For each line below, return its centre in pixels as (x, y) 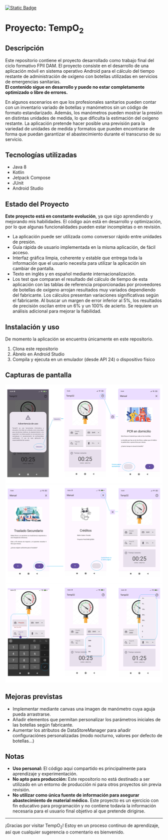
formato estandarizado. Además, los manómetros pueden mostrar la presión (84, 112)
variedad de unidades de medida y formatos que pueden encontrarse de (80, 128)
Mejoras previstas (34, 697)
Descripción (24, 48)
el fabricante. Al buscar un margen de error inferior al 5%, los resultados (87, 300)
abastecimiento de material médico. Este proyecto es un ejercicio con (85, 800)
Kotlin (18, 173)
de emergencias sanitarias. (33, 81)
